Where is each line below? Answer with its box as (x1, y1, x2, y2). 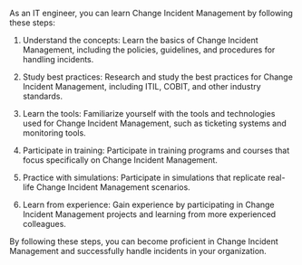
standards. (22, 90, 63, 101)
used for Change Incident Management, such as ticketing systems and (22, 118, 287, 128)
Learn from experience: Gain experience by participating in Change (22, 199, 275, 210)
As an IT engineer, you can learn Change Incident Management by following (9, 8, 293, 18)
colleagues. (22, 219, 66, 229)
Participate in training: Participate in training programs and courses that (22, 145, 290, 156)
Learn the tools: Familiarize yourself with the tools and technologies (22, 109, 276, 118)
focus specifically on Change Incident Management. (22, 155, 218, 166)
